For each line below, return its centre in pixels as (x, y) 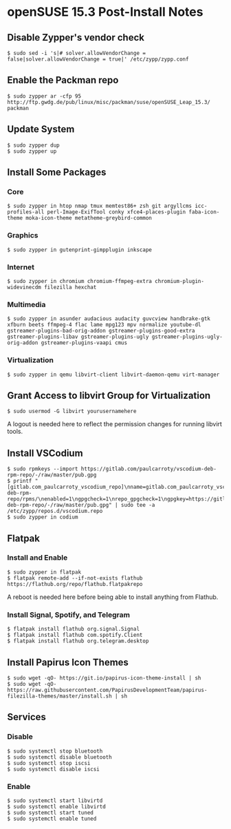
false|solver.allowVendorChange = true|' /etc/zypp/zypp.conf (98, 59)
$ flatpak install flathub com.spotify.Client (75, 635)
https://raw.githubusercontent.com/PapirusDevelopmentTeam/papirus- (107, 690)
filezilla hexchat (70, 287)
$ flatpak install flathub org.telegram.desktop (78, 641)
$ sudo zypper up (32, 151)
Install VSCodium (45, 453)
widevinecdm (24, 287)
